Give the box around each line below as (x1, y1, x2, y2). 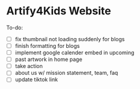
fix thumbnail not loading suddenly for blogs (14, 35, 125, 42)
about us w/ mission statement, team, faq (14, 69, 118, 76)
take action (14, 63, 43, 70)
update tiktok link (14, 76, 59, 83)
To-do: (6, 24, 23, 31)
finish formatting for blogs (14, 42, 80, 49)
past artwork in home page (14, 56, 83, 63)
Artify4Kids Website (6, 4, 112, 18)
